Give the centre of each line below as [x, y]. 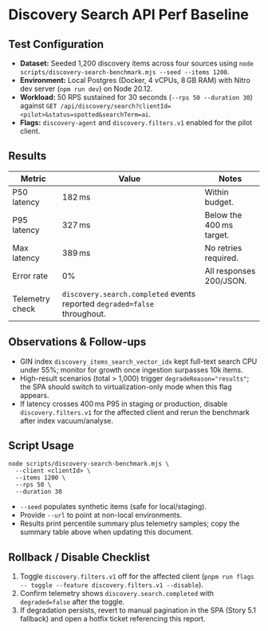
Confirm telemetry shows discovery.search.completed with [116, 594]
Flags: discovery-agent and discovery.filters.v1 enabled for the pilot [136, 122]
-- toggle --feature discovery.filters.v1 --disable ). [111, 585]
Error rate [30, 275]
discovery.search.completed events [129, 294]
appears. [34, 395]
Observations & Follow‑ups [77, 342]
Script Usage [41, 446]
